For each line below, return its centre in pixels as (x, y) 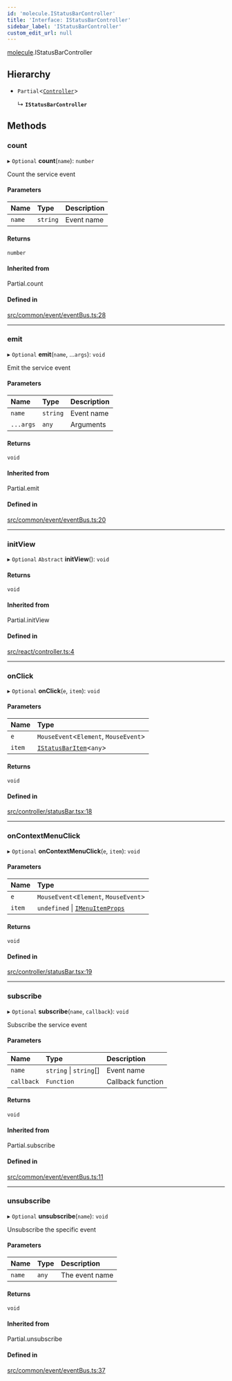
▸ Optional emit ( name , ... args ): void (56, 354)
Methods (27, 126)
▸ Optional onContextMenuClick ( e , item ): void (74, 851)
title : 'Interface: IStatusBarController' (69, 20)
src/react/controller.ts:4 (41, 651)
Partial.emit (23, 489)
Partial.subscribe (31, 1145)
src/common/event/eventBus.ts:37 (56, 1370)
